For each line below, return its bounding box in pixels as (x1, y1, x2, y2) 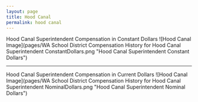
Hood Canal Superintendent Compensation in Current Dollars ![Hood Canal (6, 71, 188, 78)
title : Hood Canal (6, 14, 51, 20)
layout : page (6, 8, 38, 15)
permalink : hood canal (6, 19, 62, 25)
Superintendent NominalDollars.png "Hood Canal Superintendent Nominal (6, 83, 186, 91)
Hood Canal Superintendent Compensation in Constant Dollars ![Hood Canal (6, 36, 192, 43)
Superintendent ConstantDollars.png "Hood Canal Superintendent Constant (6, 48, 190, 55)
